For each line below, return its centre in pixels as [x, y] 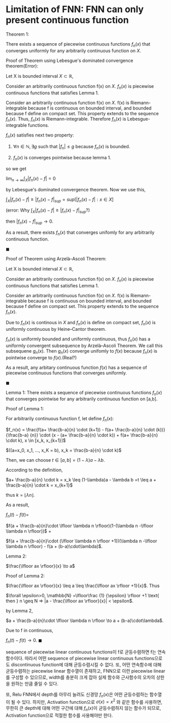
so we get [16, 168]
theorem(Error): [22, 66]
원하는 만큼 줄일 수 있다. [35, 683]
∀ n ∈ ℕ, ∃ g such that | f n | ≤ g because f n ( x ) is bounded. [72, 147]
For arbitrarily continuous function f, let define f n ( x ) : [60, 419]
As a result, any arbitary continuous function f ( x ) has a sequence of [76, 367]
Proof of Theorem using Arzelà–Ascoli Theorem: [56, 259]
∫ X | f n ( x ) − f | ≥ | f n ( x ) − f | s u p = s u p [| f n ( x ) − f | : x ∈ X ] [60, 200]
